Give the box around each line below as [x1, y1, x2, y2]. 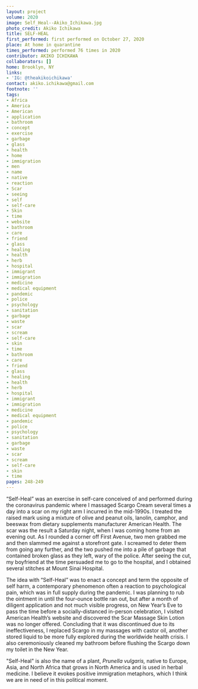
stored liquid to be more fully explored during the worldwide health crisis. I [6, 633, 188, 640]
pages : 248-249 [6, 479, 44, 485]
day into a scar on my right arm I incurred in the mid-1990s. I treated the [6, 508, 182, 515]
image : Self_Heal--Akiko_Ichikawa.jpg [6, 20, 102, 26]
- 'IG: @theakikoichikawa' [6, 75, 73, 81]
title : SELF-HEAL [6, 31, 49, 37]
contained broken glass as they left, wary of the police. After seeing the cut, [6, 552, 191, 559]
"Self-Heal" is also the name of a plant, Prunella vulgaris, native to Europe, [6, 657, 189, 664]
